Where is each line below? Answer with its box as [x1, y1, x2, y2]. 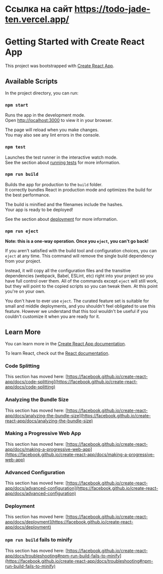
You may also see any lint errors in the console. [5, 132, 100, 138]
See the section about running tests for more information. [5, 159, 121, 165]
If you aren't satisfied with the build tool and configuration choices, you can [5, 248, 157, 254]
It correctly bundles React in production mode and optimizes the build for [5, 187, 152, 192]
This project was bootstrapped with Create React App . [5, 63, 115, 69]
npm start [5, 102, 28, 108]
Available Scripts [5, 77, 58, 85]
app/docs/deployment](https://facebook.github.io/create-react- [5, 519, 133, 525]
